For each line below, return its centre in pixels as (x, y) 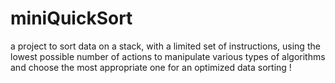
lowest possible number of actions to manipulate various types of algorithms (168, 56)
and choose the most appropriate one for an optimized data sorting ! (151, 67)
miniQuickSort (71, 18)
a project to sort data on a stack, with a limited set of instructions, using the (165, 46)
